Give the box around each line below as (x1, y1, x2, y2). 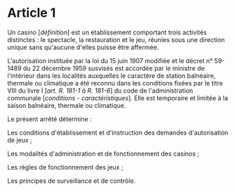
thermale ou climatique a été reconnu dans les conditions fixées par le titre (7, 78, 223, 87)
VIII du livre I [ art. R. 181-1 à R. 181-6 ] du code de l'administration (7, 86, 194, 95)
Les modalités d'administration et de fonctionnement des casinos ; (7, 149, 200, 158)
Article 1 (7, 5, 56, 21)
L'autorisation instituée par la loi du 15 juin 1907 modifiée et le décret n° (7, 56, 213, 64)
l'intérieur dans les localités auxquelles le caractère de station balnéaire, (7, 71, 216, 80)
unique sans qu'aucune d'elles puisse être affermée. (7, 43, 159, 51)
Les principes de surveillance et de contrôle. (7, 177, 136, 185)
